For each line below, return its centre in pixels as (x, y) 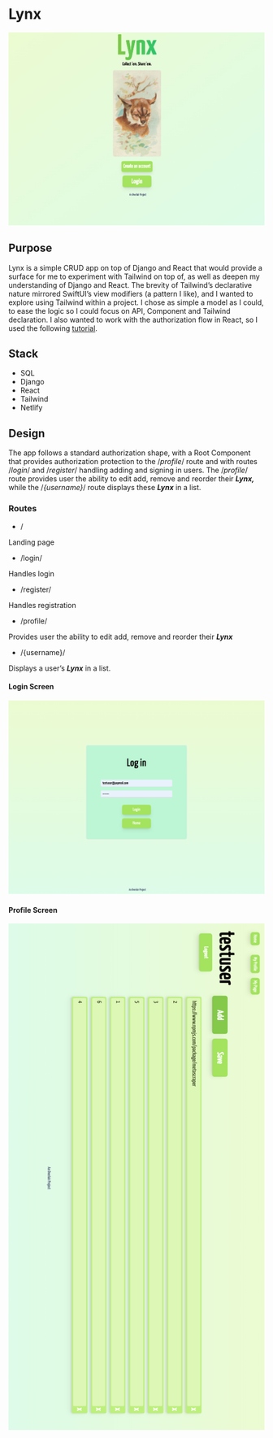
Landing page (32, 542)
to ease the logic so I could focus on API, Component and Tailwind (119, 311)
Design (27, 433)
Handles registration (42, 605)
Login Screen (31, 687)
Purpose (30, 248)
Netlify (31, 408)
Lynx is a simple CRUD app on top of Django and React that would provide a (135, 267)
